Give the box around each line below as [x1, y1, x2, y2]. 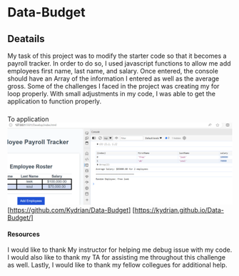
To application [7, 115, 49, 123]
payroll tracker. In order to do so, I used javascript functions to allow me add [7, 59, 231, 68]
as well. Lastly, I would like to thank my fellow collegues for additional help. [7, 261, 228, 270]
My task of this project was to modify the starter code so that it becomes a [7, 51, 227, 60]
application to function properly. [7, 97, 102, 106]
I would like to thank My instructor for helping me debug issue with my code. [7, 245, 233, 254]
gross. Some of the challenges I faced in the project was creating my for [7, 82, 220, 90]
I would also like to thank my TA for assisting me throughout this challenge [7, 253, 226, 262]
